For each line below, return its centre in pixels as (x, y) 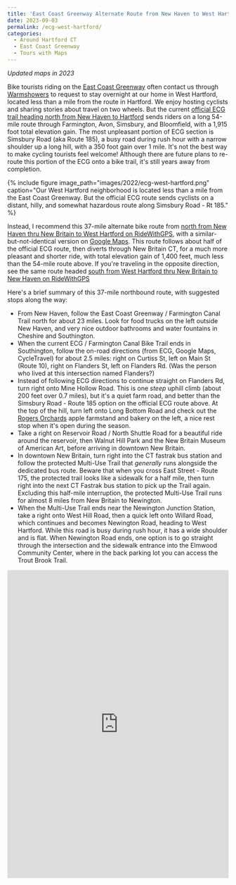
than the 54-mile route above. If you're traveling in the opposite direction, (113, 263)
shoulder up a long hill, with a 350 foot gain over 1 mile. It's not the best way (117, 146)
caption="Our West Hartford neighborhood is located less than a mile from (115, 190)
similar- (206, 234)
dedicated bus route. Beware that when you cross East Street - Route (118, 470)
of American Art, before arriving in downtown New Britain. (101, 448)
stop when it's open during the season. (74, 425)
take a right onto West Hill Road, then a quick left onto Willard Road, (115, 515)
